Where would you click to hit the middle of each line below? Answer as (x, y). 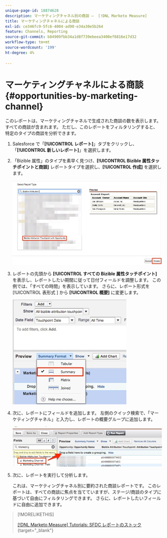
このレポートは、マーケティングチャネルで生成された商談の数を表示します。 (83, 121)
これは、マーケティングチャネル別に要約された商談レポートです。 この (84, 486)
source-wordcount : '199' (31, 47)
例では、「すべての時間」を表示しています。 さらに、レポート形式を (81, 286)
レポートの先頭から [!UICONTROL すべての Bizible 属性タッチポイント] (85, 274)
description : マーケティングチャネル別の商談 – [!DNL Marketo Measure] (76, 16)
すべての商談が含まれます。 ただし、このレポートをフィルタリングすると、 (82, 127)
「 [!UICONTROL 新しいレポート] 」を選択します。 (63, 150)
